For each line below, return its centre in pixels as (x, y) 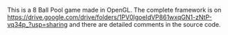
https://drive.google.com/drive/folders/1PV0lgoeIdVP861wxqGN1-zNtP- (109, 17)
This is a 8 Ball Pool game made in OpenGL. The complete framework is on (114, 10)
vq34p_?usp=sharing (38, 24)
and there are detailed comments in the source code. (145, 24)
